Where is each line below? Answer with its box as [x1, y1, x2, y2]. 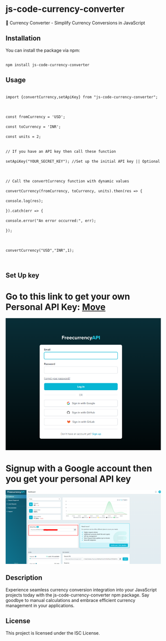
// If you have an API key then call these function [5, 149, 116, 154]
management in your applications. [5, 602, 75, 608]
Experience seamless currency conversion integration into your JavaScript [5, 587, 157, 593]
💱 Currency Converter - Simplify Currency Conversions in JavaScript [5, 20, 145, 26]
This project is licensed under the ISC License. [5, 630, 100, 636]
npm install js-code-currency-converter [5, 62, 90, 67]
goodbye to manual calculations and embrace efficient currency [5, 597, 135, 603]
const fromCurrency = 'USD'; [5, 114, 66, 119]
